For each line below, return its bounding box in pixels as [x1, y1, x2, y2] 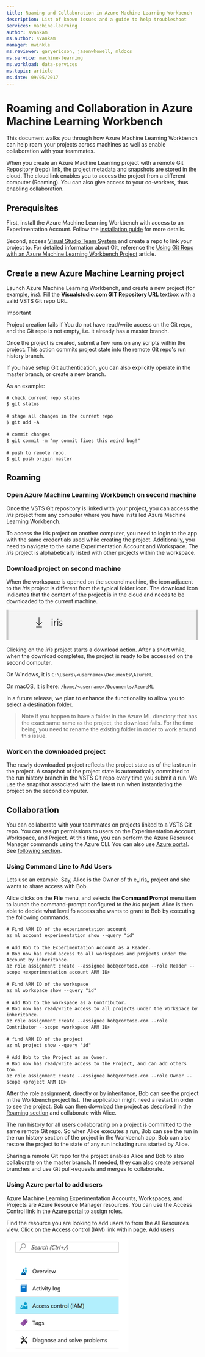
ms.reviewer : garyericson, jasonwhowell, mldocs [6, 49, 132, 55]
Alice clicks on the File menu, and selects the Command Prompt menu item [6, 894, 196, 902]
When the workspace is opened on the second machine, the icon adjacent [6, 577, 193, 585]
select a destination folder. [6, 701, 73, 708]
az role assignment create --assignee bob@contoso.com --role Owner [6, 1073, 184, 1079]
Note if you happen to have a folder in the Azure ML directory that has [21, 712, 198, 720]
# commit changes [6, 431, 51, 438]
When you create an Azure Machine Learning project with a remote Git [6, 159, 184, 167]
